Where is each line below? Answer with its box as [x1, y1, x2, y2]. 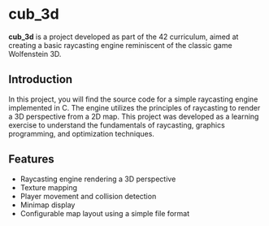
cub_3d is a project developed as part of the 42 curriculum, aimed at [8, 32, 239, 41]
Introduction [8, 72, 73, 86]
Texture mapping [20, 182, 78, 192]
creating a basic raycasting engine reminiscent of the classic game [8, 40, 233, 50]
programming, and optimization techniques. [8, 128, 154, 138]
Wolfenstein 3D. [8, 49, 62, 59]
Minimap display [20, 200, 76, 210]
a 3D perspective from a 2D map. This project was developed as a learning [8, 111, 259, 121]
